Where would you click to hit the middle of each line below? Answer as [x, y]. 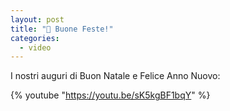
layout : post [37, 19]
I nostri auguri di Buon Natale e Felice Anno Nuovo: [115, 76]
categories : [35, 38]
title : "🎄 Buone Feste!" [62, 29]
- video [35, 47]
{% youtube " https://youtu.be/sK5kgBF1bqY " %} [110, 95]
